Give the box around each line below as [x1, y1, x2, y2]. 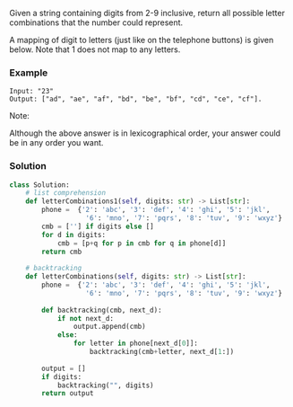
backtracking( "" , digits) [56, 381, 154, 390]
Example [9, 66, 48, 79]
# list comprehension [25, 189, 106, 198]
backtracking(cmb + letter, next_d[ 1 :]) [89, 348, 235, 357]
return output [41, 389, 94, 398]
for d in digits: [41, 230, 106, 239]
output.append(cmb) [73, 323, 146, 332]
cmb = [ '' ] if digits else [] [41, 222, 154, 231]
